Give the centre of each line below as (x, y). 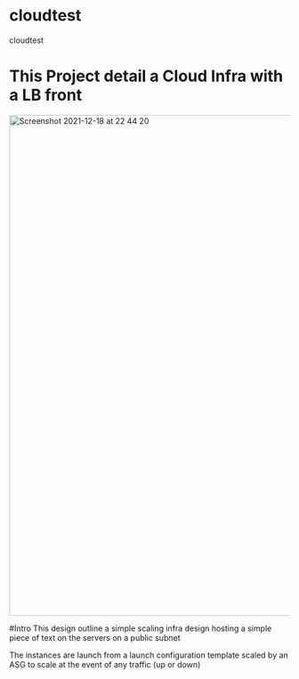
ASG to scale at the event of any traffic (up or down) (105, 664)
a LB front (46, 95)
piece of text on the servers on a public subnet (95, 637)
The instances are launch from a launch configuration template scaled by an (149, 655)
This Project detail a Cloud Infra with (146, 76)
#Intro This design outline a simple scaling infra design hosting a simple (141, 628)
